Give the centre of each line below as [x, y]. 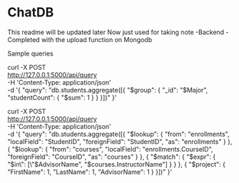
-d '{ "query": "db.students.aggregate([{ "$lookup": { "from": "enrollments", [118, 134]
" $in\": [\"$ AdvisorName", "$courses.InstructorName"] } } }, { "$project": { [117, 164]
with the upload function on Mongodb [97, 39]
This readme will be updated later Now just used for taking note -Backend [116, 32]
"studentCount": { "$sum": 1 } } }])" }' [62, 98]
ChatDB [31, 12]
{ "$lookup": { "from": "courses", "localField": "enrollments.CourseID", [110, 149]
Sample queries [30, 53]
